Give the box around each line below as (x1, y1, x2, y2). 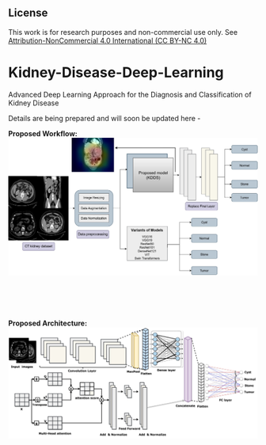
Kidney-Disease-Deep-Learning (8, 63, 224, 82)
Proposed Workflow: (8, 128, 78, 138)
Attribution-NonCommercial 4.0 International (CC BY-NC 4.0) (8, 36, 207, 45)
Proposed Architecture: (8, 318, 88, 328)
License (8, 6, 48, 20)
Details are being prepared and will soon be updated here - (8, 113, 201, 123)
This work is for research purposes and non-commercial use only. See (8, 27, 238, 36)
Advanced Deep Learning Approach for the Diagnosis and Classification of (8, 89, 252, 99)
